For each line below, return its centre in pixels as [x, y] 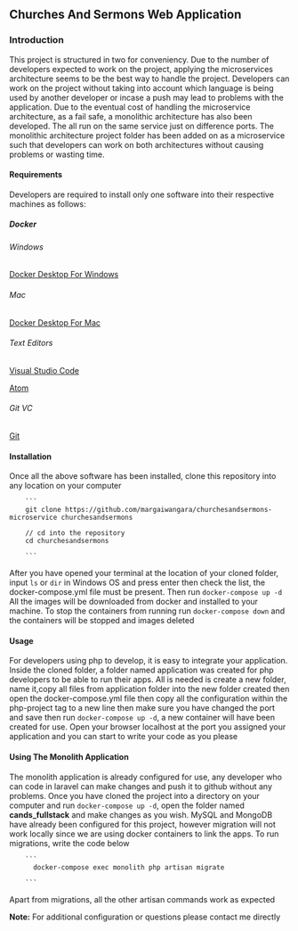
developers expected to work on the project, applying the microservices [141, 69]
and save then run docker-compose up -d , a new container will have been [142, 718]
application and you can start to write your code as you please [124, 737]
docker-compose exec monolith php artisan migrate [129, 867]
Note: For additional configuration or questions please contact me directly [145, 917]
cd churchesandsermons [67, 541]
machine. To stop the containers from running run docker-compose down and [147, 611]
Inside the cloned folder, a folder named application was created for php [141, 670]
